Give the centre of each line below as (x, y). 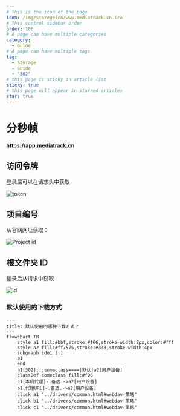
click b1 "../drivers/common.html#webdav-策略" (77, 401)
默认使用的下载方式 (34, 308)
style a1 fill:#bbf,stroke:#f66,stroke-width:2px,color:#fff (95, 343)
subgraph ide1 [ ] (40, 353)
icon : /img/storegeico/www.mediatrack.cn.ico (64, 18)
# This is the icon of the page (47, 12)
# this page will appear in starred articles (64, 91)
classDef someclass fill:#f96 (55, 375)
